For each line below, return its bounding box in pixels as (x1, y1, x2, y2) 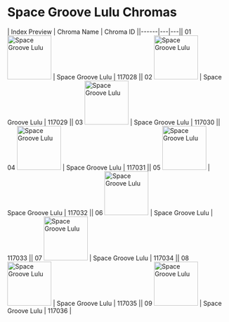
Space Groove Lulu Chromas (7, 4, 177, 20)
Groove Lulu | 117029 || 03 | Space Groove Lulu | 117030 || (7, 117, 221, 127)
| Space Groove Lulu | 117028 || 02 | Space (52, 72, 223, 81)
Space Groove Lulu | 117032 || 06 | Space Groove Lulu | (7, 208, 213, 217)
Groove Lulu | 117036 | (7, 307, 72, 315)
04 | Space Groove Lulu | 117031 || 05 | (7, 163, 211, 172)
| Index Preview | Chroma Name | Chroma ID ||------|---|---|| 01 (7, 27, 192, 36)
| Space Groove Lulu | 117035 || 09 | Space (52, 299, 223, 307)
